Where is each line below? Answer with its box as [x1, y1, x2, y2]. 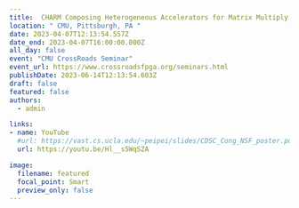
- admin [17, 104, 46, 113]
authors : [9, 95, 42, 105]
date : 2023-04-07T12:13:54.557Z [9, 29, 129, 38]
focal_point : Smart [17, 177, 90, 187]
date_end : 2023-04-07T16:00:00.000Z [9, 37, 145, 47]
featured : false [9, 87, 69, 96]
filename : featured [17, 169, 90, 178]
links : [9, 120, 34, 129]
